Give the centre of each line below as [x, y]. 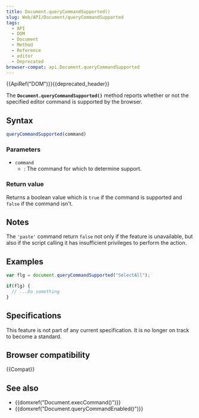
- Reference [27, 51]
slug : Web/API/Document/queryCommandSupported [65, 17]
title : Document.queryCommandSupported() [58, 12]
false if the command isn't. [40, 204]
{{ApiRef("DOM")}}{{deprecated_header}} [58, 84]
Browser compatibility [48, 355]
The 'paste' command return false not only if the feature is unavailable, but [99, 236]
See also [22, 388]
